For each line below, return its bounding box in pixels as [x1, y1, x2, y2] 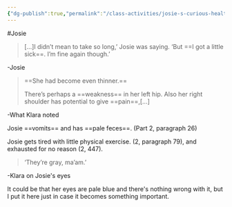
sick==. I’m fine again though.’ [23, 50, 110, 58]
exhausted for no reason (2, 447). [7, 144, 104, 152]
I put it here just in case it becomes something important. [7, 192, 169, 200]
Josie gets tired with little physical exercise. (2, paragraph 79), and [7, 137, 197, 146]
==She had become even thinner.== [23, 77, 128, 85]
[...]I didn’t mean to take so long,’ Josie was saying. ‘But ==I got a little [23, 42, 224, 50]
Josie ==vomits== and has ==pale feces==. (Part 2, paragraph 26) [7, 124, 197, 132]
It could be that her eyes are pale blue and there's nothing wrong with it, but [7, 184, 223, 193]
